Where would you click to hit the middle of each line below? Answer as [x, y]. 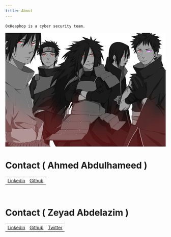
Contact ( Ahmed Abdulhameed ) [76, 165]
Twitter [55, 228]
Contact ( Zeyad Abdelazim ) [67, 212]
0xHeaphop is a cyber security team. [45, 26]
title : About [19, 11]
